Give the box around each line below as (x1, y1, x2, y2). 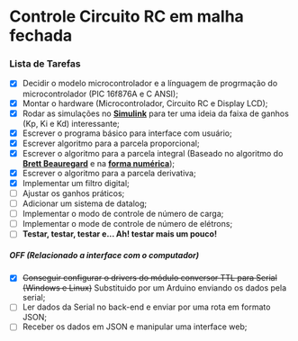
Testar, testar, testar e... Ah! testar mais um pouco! (22, 229, 218, 239)
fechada (9, 25, 73, 46)
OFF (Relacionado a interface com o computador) (9, 249, 200, 260)
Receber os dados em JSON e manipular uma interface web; (22, 321, 248, 332)
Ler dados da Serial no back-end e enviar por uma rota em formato (22, 301, 271, 312)
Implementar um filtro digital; (22, 177, 131, 188)
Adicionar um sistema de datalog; (22, 198, 148, 209)
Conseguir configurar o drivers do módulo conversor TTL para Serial (22, 273, 277, 283)
